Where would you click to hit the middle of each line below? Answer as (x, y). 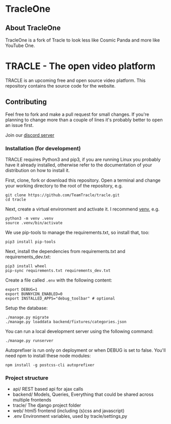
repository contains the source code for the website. (60, 86)
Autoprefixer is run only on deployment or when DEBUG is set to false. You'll (86, 350)
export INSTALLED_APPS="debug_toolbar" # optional (60, 299)
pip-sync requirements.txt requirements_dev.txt (58, 271)
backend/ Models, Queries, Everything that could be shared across (83, 394)
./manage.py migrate (27, 317)
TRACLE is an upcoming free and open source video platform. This (76, 80)
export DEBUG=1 (21, 290)
